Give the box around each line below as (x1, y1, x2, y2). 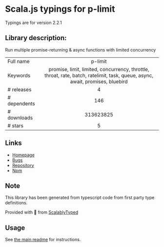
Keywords (7, 72, 31, 79)
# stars (7, 122, 23, 129)
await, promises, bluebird (70, 78, 128, 85)
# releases (7, 86, 32, 93)
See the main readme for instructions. (5, 237, 81, 243)
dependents (7, 100, 35, 107)
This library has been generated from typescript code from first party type (5, 195, 155, 200)
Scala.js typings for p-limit (5, 3, 115, 15)
